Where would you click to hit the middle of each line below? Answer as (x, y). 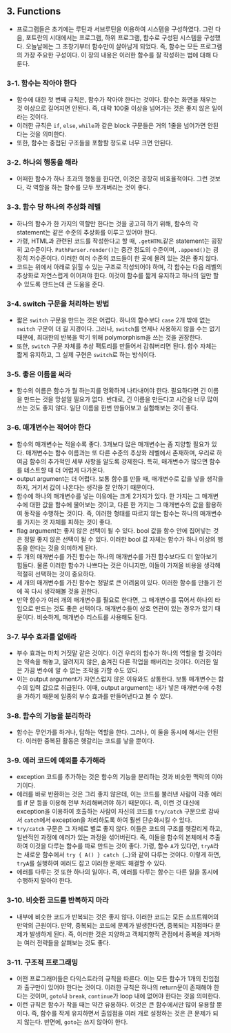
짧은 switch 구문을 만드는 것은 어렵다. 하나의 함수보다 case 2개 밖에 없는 (113, 320)
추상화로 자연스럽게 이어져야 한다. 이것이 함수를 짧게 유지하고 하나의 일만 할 (118, 275)
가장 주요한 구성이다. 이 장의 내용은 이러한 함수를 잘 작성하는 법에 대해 (118, 55)
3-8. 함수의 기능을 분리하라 (49, 715)
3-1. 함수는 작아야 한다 (42, 83)
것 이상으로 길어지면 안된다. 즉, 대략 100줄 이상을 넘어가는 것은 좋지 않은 (113, 108)
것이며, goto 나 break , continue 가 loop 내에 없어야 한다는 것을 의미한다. (125, 996)
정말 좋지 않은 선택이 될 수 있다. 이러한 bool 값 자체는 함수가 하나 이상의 (120, 539)
